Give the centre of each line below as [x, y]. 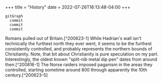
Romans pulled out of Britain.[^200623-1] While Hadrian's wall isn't [73, 38]
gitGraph [14, 16]
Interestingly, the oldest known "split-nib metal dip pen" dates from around [81, 59]
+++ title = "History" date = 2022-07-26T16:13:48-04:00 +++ [68, 7]
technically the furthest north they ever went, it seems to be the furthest [79, 43]
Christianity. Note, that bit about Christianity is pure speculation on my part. [82, 54]
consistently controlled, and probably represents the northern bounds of [79, 49]
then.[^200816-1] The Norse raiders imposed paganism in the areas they [79, 64]
